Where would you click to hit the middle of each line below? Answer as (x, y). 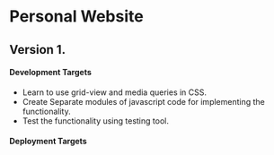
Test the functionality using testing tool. (95, 121)
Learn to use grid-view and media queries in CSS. (115, 92)
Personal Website (76, 17)
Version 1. (37, 50)
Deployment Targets (48, 142)
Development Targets (51, 73)
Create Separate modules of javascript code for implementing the (143, 101)
